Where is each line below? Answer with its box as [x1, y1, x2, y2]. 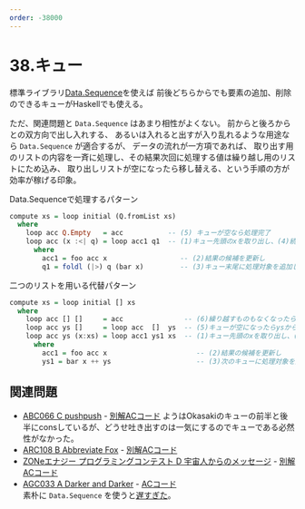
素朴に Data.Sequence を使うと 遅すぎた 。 [22, 489, 176, 500]
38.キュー [9, 55, 84, 75]
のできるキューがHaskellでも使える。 [9, 98, 148, 109]
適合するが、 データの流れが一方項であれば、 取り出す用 [82, 140, 294, 151]
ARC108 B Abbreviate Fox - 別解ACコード [22, 444, 178, 455]
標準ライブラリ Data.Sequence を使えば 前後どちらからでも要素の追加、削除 [9, 87, 292, 98]
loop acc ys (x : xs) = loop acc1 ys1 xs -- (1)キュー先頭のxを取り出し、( [25, 332, 298, 341]
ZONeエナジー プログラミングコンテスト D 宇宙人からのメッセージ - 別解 [22, 455, 296, 466]
